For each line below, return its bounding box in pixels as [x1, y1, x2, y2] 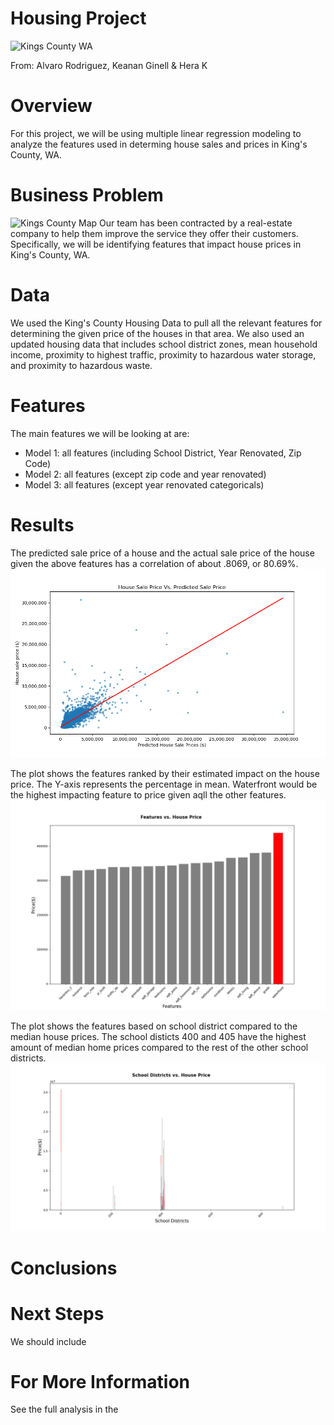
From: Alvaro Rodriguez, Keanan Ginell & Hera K [10, 59, 208, 71]
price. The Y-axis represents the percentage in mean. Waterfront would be [10, 778, 318, 791]
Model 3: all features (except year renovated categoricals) [24, 478, 265, 491]
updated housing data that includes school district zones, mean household [10, 338, 318, 350]
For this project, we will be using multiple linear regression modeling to [10, 127, 302, 139]
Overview [10, 95, 93, 117]
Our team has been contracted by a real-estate [99, 217, 293, 229]
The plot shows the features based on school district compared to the [10, 1020, 298, 1032]
